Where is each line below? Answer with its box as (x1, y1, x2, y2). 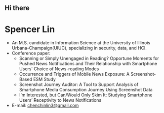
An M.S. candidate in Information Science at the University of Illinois (11, 40, 151, 46)
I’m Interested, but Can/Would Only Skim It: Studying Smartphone (19, 92, 153, 98)
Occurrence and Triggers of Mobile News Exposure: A (19, 71, 130, 77)
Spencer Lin (4, 24, 55, 35)
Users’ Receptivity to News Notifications (19, 97, 102, 103)
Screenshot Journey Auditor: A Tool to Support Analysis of (19, 82, 139, 87)
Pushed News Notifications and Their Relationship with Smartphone (19, 61, 158, 67)
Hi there (4, 4, 30, 12)
